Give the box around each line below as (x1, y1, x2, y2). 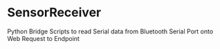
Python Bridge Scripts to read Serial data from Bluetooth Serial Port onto (7, 27, 214, 35)
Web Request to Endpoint (7, 34, 80, 42)
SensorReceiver (7, 5, 102, 20)
